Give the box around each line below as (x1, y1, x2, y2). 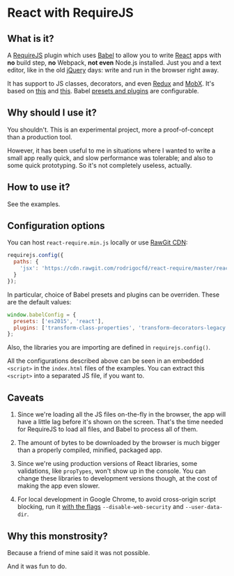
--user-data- (185, 504, 223, 511)
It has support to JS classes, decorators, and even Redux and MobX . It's (7, 79, 214, 88)
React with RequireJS (7, 5, 134, 21)
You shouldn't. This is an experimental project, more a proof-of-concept (7, 125, 214, 134)
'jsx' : (19, 265, 39, 272)
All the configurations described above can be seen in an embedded (7, 357, 204, 365)
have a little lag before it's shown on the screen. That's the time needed (17, 418, 224, 426)
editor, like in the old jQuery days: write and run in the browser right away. (7, 66, 219, 74)
